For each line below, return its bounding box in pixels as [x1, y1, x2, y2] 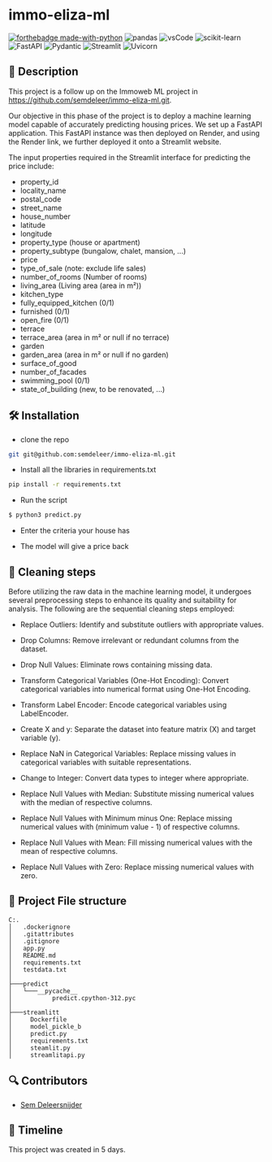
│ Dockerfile [8, 1015, 67, 1024]
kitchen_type [19, 289, 63, 298]
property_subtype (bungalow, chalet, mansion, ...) [19, 246, 187, 255]
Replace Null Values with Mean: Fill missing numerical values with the [19, 838, 253, 847]
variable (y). [19, 733, 61, 742]
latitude [19, 220, 46, 229]
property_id [19, 176, 59, 186]
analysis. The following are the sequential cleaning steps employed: [8, 604, 235, 613]
